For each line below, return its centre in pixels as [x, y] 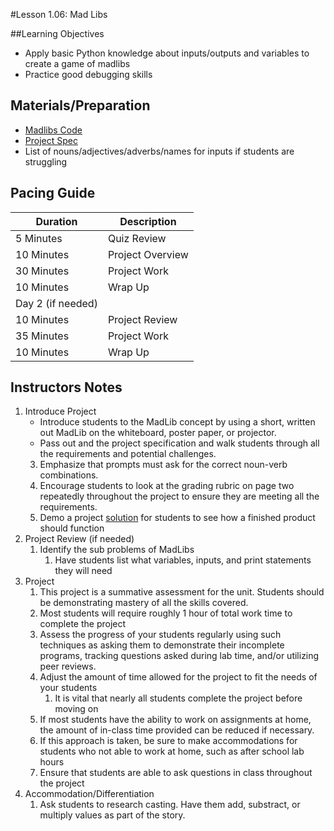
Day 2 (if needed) [56, 303]
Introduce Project [60, 411]
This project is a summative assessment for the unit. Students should [182, 592]
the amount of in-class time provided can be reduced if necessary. [177, 730]
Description [148, 221]
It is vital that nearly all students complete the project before [178, 698]
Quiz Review [137, 238]
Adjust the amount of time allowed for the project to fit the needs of [178, 677]
